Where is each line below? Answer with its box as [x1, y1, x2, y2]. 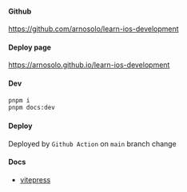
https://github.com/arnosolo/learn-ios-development [8, 24, 179, 34]
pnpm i [8, 96, 30, 104]
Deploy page [8, 42, 52, 52]
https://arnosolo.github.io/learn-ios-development [8, 60, 170, 70]
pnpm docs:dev [8, 104, 56, 112]
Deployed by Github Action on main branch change [8, 138, 177, 148]
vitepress [19, 174, 51, 184]
